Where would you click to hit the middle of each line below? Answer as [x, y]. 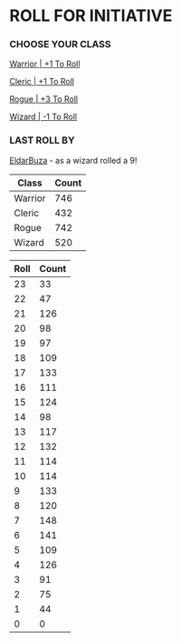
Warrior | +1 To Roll [45, 64]
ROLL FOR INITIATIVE [91, 16]
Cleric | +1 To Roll [42, 82]
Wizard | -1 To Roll [43, 117]
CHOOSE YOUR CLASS [60, 45]
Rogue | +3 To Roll [44, 99]
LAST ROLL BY [42, 140]
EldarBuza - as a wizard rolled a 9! [73, 160]
